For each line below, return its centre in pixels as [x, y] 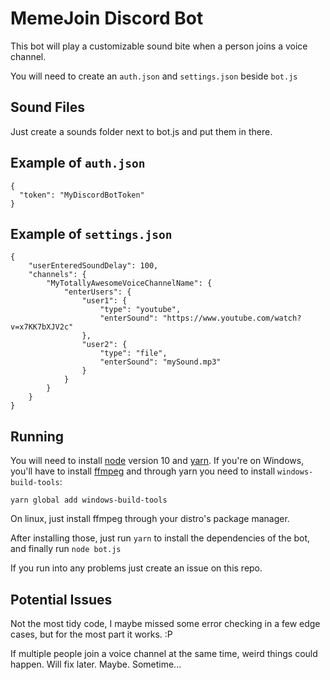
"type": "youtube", [140, 310]
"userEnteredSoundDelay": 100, [93, 266]
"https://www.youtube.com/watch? [232, 318]
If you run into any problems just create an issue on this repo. [136, 568]
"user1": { [104, 301]
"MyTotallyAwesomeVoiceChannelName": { [129, 283]
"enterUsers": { [97, 292]
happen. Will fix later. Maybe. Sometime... [96, 664]
